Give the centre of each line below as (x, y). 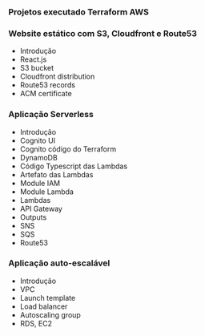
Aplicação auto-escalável (59, 263)
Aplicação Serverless (51, 115)
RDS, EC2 (36, 323)
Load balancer (44, 306)
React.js (33, 59)
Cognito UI (38, 140)
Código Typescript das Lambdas (74, 166)
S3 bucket (37, 68)
